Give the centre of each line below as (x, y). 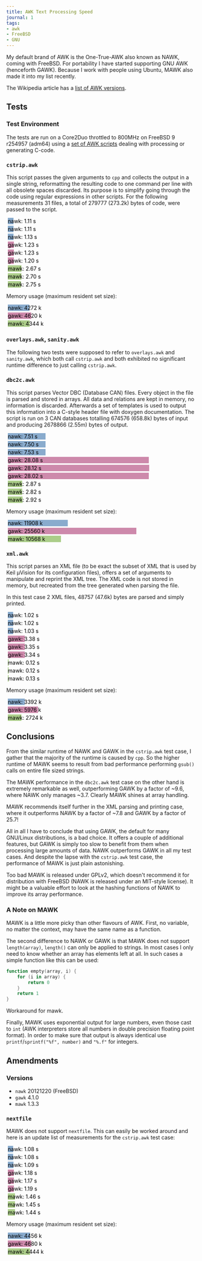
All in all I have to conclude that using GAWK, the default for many (88, 831)
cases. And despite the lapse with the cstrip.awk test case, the (85, 857)
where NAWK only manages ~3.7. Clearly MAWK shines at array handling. (98, 795)
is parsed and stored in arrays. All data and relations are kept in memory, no (100, 399)
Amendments (32, 1060)
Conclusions (30, 737)
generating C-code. (31, 150)
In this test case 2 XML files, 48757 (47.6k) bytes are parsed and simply (95, 597)
